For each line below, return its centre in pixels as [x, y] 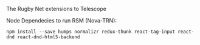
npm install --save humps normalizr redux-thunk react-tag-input [91, 32]
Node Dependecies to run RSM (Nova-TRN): [62, 20]
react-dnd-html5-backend [49, 37]
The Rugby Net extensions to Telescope [56, 9]
